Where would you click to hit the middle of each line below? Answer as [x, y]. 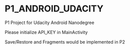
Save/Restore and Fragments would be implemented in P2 [65, 42]
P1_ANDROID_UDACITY [54, 9]
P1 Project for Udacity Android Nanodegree [49, 22]
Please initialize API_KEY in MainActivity [46, 32]
